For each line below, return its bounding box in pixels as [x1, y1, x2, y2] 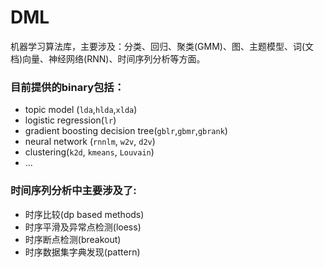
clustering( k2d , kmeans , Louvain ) [24, 146, 155, 158]
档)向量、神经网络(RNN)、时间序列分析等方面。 [10, 52, 206, 65]
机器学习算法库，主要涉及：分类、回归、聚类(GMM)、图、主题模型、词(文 [10, 40, 315, 52]
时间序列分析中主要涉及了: [10, 184, 137, 198]
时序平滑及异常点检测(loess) [24, 221, 142, 233]
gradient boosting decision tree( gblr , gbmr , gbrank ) [24, 125, 228, 137]
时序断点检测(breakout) [24, 233, 122, 245]
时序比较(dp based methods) [24, 208, 145, 220]
